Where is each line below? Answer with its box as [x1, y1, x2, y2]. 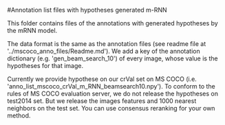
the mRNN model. [7, 27, 58, 34]
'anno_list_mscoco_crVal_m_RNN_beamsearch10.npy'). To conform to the [7, 82, 215, 90]
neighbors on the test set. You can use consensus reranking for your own [7, 104, 215, 112]
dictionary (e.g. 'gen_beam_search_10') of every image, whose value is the [7, 54, 218, 62]
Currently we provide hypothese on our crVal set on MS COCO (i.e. [7, 75, 197, 83]
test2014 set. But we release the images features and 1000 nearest [7, 97, 197, 105]
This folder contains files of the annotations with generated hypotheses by [7, 19, 218, 27]
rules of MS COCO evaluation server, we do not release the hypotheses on [7, 89, 219, 98]
